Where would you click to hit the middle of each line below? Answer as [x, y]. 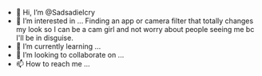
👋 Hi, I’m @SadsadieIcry [56, 12]
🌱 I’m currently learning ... [58, 46]
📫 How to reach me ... [53, 64]
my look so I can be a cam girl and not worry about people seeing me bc [135, 29]
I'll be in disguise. [44, 38]
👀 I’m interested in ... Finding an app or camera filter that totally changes [135, 21]
